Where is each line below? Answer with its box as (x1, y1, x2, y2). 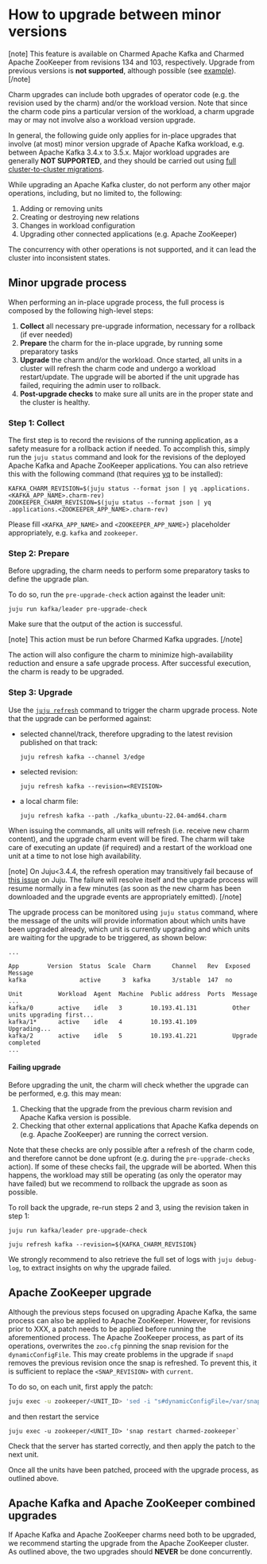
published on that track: (19, 737, 98, 747)
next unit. (8, 1449, 40, 1459)
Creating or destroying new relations (19, 212, 140, 221)
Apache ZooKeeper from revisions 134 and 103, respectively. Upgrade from (8, 57, 255, 67)
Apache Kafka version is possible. (19, 1112, 131, 1122)
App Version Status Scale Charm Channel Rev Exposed (8, 962, 250, 970)
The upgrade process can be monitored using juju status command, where (8, 907, 258, 917)
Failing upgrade (8, 1062, 61, 1072)
